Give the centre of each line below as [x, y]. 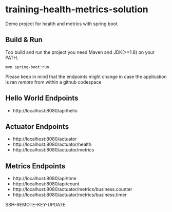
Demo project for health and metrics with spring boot [62, 24]
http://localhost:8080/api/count [46, 184]
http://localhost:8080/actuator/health [52, 144]
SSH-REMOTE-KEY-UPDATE [35, 205]
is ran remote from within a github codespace [53, 82]
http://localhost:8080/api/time [45, 179]
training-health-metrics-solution [77, 9]
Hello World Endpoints [42, 98]
